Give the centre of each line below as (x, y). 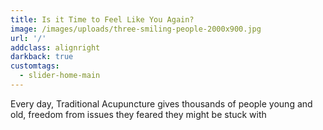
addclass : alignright (55, 47)
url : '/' (28, 38)
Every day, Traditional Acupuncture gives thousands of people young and (161, 103)
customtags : (35, 66)
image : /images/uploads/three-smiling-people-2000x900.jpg (136, 29)
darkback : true (42, 57)
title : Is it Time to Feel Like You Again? (102, 19)
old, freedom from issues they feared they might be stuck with (138, 114)
